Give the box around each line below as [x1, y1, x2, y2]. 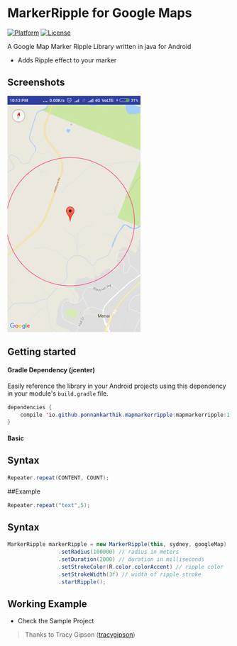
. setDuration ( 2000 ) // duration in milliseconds [57, 556, 204, 563]
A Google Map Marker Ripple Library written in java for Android [7, 42, 192, 50]
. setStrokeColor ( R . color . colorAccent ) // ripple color [57, 563, 224, 570]
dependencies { [7, 403, 53, 411]
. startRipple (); [57, 578, 106, 586]
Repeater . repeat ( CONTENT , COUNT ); [7, 474, 110, 481]
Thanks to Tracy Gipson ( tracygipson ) [24, 630, 136, 639]
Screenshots [7, 77, 65, 89]
